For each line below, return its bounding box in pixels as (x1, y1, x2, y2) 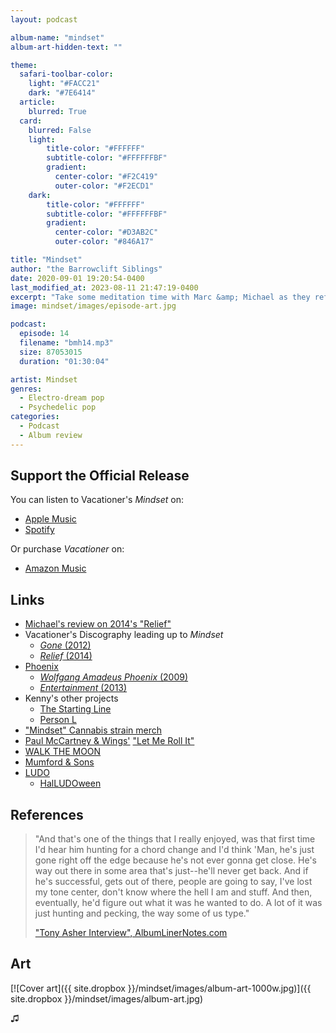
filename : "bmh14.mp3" (19, 338, 114, 348)
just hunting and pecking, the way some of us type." (34, 907, 250, 920)
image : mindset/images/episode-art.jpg (10, 301, 177, 311)
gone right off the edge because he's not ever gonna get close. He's (34, 854, 317, 866)
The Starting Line (39, 703, 112, 715)
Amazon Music (24, 562, 87, 575)
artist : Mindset (10, 374, 78, 385)
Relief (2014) (39, 650, 93, 662)
